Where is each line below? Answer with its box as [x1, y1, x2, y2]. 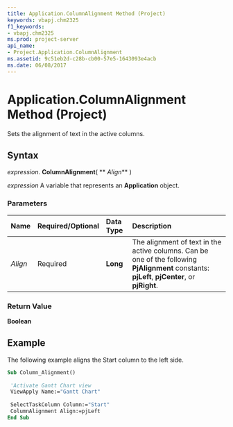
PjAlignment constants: [132, 263, 209, 273]
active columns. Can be [132, 246, 209, 256]
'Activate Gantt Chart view [10, 382, 92, 389]
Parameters [7, 199, 47, 208]
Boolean [7, 317, 32, 325]
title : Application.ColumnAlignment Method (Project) [7, 10, 166, 17]
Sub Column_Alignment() [7, 369, 76, 376]
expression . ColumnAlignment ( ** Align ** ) [7, 168, 132, 176]
